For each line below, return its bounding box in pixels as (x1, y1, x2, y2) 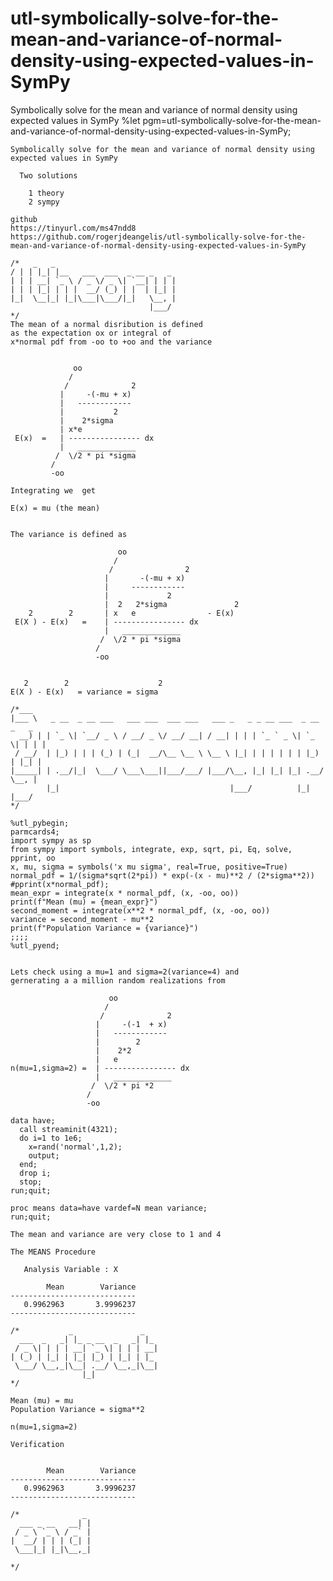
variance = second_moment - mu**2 (10, 914, 155, 924)
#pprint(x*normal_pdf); (10, 879, 110, 889)
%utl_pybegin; (10, 818, 70, 828)
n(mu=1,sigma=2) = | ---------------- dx (10, 1063, 190, 1073)
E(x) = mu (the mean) (10, 503, 101, 513)
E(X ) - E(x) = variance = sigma (10, 687, 159, 697)
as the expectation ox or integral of (10, 328, 172, 338)
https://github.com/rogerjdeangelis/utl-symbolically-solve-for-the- (10, 232, 307, 242)
